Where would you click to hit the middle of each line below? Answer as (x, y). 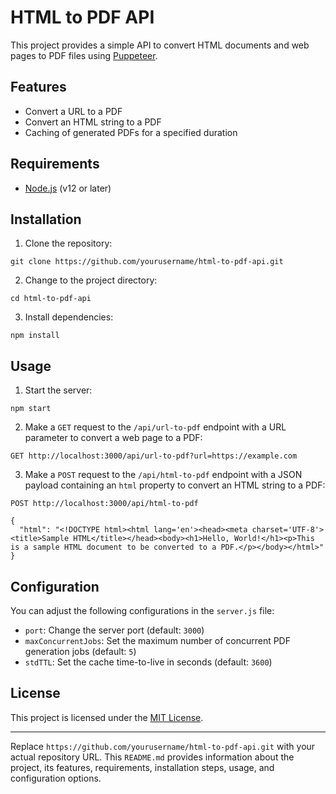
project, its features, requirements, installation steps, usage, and (142, 767)
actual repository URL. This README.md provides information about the (152, 757)
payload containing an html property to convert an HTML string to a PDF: (175, 485)
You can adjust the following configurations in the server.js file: (142, 610)
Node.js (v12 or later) (68, 188)
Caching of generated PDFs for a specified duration (131, 132)
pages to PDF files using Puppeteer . (84, 55)
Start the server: (58, 390)
